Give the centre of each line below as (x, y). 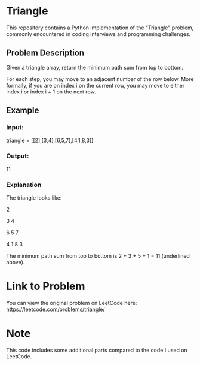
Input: (15, 128)
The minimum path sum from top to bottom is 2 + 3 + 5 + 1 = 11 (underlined (98, 256)
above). (16, 263)
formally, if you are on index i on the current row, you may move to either (96, 85)
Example (23, 111)
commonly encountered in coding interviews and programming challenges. (99, 34)
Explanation (24, 185)
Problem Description (45, 53)
